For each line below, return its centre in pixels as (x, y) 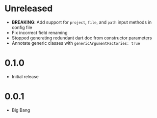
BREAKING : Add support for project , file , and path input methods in (81, 22)
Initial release (25, 76)
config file (22, 27)
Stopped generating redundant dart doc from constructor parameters (82, 38)
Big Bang (21, 110)
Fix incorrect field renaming (39, 32)
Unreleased (29, 9)
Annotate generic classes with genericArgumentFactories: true (76, 43)
